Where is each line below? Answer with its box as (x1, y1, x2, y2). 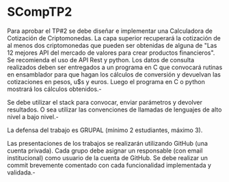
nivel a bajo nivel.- (7, 112, 59, 120)
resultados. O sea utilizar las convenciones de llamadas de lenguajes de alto (7, 105, 222, 114)
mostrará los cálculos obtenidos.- (7, 85, 102, 93)
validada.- (7, 168, 36, 177)
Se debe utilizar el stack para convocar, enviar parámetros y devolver (7, 98, 203, 106)
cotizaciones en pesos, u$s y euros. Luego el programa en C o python (7, 77, 205, 86)
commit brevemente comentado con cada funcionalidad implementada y (7, 161, 212, 169)
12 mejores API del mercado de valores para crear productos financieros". (7, 49, 215, 57)
